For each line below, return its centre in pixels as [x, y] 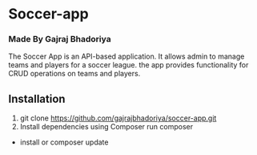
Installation [37, 98]
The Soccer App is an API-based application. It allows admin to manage [126, 56]
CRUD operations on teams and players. [74, 74]
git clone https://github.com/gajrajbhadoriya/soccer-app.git [118, 118]
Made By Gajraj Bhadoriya [60, 39]
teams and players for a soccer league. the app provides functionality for [128, 65]
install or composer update [64, 142]
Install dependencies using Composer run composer [106, 127]
